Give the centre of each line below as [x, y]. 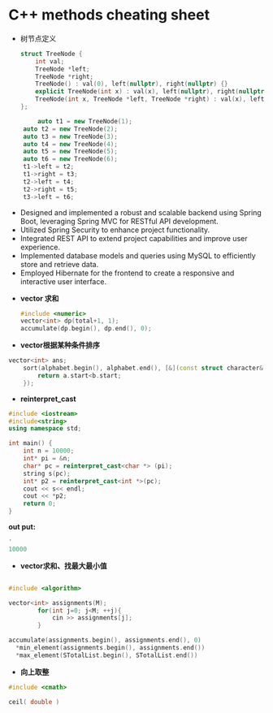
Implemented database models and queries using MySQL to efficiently [138, 255]
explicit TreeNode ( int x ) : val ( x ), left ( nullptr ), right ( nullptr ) [152, 92]
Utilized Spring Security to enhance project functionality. [115, 230]
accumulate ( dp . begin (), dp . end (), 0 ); [86, 329]
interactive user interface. [63, 281]
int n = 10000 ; [49, 451]
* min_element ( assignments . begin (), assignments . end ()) [110, 648]
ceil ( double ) [34, 702]
